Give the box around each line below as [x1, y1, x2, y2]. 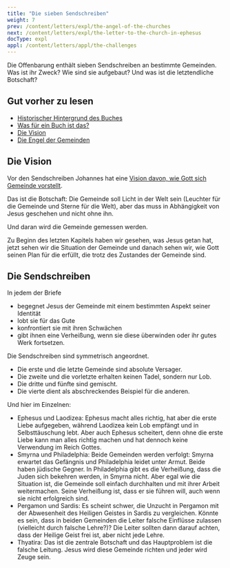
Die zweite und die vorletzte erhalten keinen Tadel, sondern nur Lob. [17, 372, 212, 381]
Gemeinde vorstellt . [7, 181, 63, 189]
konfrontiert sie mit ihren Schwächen [17, 324, 123, 333]
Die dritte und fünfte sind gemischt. [17, 380, 118, 388]
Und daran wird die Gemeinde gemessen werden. [7, 222, 148, 231]
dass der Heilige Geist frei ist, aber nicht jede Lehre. [17, 531, 165, 539]
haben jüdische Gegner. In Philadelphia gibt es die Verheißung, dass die [17, 465, 222, 474]
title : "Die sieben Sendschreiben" [7, 10, 109, 17]
